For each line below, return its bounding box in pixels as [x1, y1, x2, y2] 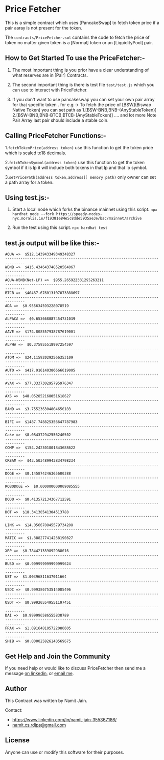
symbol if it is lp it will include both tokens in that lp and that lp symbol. [5, 165, 148, 170]
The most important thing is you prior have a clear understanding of [12, 67, 149, 73]
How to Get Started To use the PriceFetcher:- [5, 54, 145, 62]
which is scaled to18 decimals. [5, 150, 67, 156]
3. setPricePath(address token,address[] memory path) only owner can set [5, 174, 156, 180]
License [5, 736, 30, 745]
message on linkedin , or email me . [5, 671, 74, 676]
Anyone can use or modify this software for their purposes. [5, 749, 124, 755]
